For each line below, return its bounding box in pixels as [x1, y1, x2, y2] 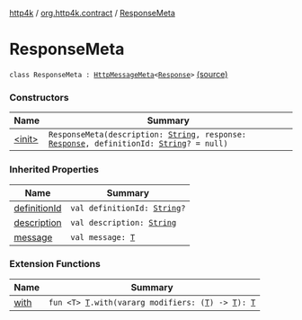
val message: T [70, 232, 136, 242]
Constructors [9, 91, 69, 103]
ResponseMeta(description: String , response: [48, 129, 247, 140]
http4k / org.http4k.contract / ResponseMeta [9, 8, 175, 18]
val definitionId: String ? [70, 202, 186, 213]
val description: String [70, 218, 177, 227]
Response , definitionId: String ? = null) [48, 138, 228, 149]
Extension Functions [9, 258, 101, 271]
